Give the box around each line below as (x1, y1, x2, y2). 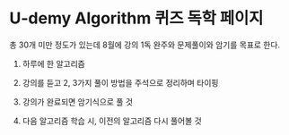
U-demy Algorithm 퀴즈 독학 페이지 (9, 8, 264, 29)
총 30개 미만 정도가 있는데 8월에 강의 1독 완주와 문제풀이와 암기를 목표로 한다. (9, 39, 281, 50)
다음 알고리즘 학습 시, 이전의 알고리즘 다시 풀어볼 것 (22, 115, 202, 126)
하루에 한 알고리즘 (22, 58, 85, 69)
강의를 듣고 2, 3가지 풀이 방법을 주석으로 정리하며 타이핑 (22, 77, 219, 88)
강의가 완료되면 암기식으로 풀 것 (22, 96, 133, 107)
